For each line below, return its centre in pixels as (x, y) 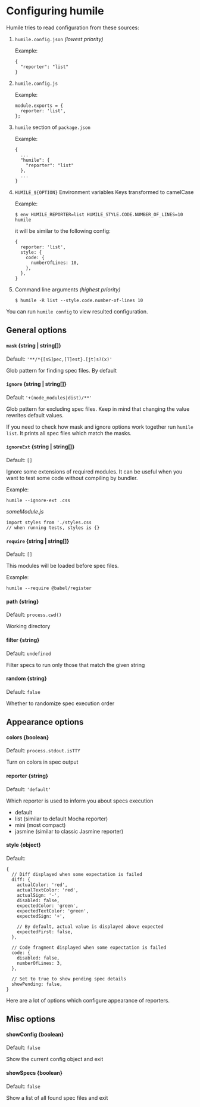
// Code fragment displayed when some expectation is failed (89, 948)
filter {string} (23, 639)
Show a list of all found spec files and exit (57, 1097)
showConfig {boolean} (35, 1034)
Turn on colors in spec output (42, 762)
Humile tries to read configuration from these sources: (73, 27)
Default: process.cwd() (34, 615)
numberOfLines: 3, (40, 963)
